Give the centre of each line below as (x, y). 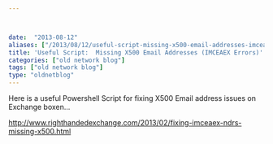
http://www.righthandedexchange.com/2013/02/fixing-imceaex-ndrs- (125, 122)
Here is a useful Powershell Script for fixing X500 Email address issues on (132, 98)
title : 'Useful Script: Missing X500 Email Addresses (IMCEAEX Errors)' (136, 52)
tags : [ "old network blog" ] (56, 68)
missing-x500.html (40, 131)
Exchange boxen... (39, 107)
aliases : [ (27, 45)
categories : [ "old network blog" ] (67, 60)
